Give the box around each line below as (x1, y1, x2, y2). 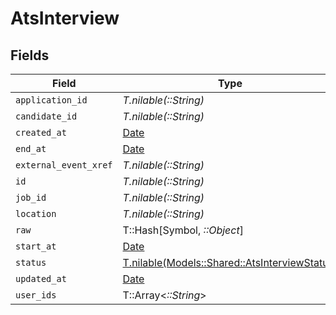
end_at (15, 143, 47, 154)
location (15, 208, 57, 219)
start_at (15, 241, 57, 252)
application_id (15, 95, 88, 106)
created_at (15, 127, 67, 138)
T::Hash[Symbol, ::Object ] (122, 223, 244, 237)
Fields (10, 47, 50, 64)
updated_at (15, 273, 67, 284)
